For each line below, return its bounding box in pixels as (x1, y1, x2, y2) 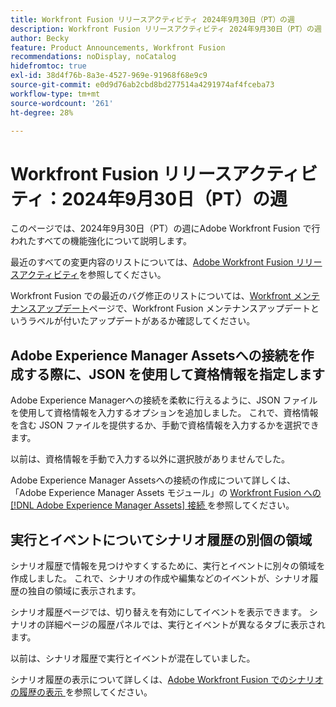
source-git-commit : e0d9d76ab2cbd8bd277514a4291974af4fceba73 (10, 80, 275, 90)
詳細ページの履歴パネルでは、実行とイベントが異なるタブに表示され (44, 618, 326, 630)
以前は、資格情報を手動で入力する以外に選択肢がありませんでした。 (10, 453, 290, 465)
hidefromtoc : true (10, 61, 87, 71)
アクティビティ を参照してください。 (18, 269, 167, 281)
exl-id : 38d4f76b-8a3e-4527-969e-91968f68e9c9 (10, 71, 208, 81)
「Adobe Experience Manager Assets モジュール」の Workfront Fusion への (10, 487, 322, 499)
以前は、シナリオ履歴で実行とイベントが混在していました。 (10, 652, 256, 664)
